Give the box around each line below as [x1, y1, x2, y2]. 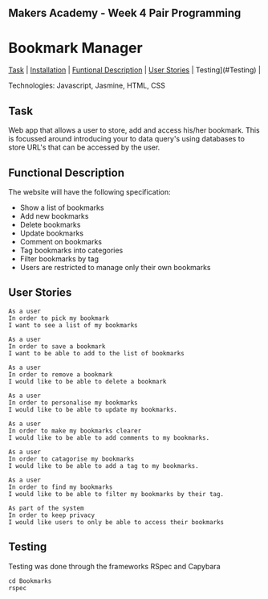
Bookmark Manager [8, 39, 143, 57]
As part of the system [8, 504, 84, 512]
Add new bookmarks [19, 211, 89, 220]
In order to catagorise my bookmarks [8, 454, 135, 463]
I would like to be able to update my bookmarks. [8, 405, 178, 413]
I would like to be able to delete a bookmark [8, 377, 167, 385]
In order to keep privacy [8, 511, 95, 519]
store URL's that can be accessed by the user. [8, 142, 160, 152]
